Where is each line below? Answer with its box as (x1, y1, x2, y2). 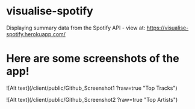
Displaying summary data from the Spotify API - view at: (6, 24, 146, 31)
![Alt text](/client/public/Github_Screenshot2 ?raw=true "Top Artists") (6, 96, 178, 103)
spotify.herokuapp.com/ (6, 30, 66, 37)
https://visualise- (146, 24, 189, 31)
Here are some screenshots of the (6, 52, 179, 66)
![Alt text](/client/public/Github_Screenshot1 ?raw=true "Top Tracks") (6, 84, 178, 92)
